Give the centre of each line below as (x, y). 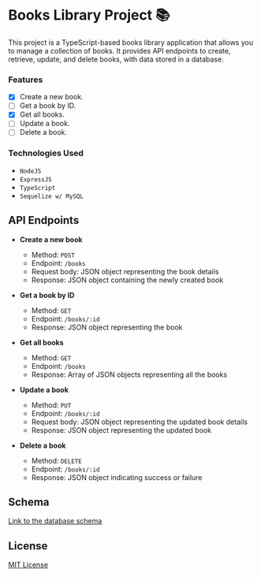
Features (26, 80)
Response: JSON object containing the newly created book (127, 280)
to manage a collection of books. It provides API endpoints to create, (119, 50)
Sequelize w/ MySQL (52, 196)
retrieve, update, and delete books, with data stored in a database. (116, 59)
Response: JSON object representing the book (107, 327)
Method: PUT (51, 405)
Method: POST (53, 255)
